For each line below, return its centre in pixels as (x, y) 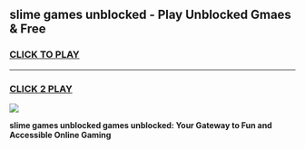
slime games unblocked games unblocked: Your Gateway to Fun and (141, 125)
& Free (28, 29)
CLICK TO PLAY (44, 55)
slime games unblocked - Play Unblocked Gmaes (151, 15)
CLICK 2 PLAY (41, 88)
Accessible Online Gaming (60, 135)
